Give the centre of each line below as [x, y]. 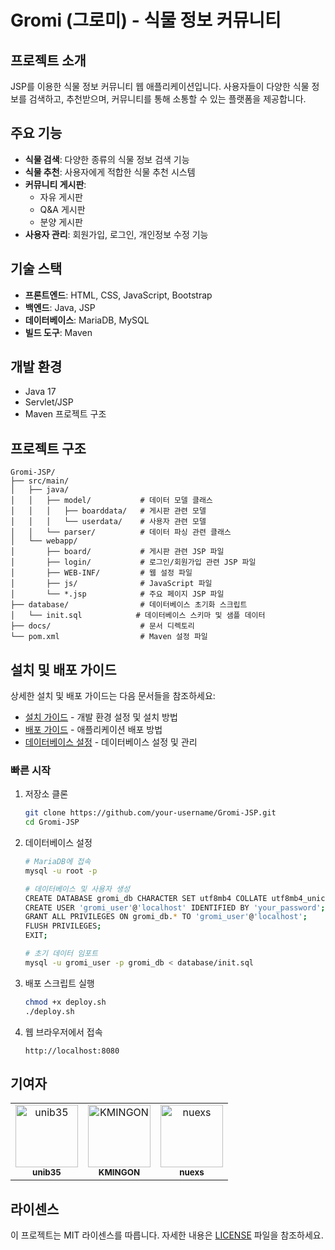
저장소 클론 [46, 794]
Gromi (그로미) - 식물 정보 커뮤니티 [146, 20]
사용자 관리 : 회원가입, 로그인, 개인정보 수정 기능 [116, 234]
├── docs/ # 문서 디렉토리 [102, 626]
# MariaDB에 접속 [58, 862]
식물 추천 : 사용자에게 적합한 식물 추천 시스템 [110, 172]
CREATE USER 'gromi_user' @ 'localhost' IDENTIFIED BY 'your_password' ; [175, 907]
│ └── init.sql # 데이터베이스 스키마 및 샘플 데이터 [138, 616]
